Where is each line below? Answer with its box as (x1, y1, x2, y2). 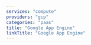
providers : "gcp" (6, 14, 49, 20)
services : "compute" (6, 8, 57, 15)
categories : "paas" (6, 19, 54, 25)
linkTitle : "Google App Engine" (6, 30, 86, 36)
